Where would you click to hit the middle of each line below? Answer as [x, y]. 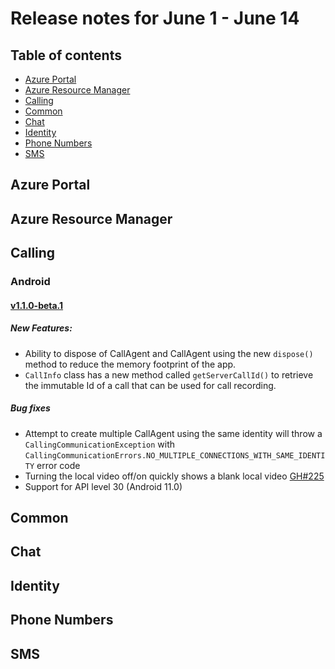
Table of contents [66, 55]
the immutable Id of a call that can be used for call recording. [150, 385]
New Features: [41, 328]
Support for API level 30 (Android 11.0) [103, 486]
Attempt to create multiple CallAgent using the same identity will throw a [173, 433]
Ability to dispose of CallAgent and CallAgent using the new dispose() [169, 353]
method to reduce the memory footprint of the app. [130, 364]
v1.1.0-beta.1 [37, 305]
